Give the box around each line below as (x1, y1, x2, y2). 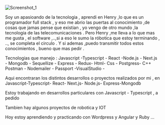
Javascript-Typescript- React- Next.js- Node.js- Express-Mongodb (5, 80, 141, 86)
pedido (5, 95, 20, 101)
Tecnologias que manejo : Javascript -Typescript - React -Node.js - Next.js (5, 55, 158, 61)
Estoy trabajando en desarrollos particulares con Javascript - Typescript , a (5, 90, 159, 95)
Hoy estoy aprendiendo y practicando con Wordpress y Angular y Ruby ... (5, 114, 155, 120)
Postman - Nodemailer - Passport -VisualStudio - (5, 65, 105, 71)
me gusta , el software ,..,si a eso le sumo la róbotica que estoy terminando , (5, 35, 160, 41)
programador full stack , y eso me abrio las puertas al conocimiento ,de (5, 20, 150, 25)
